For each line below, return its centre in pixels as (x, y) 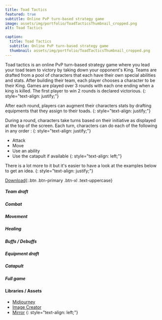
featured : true (21, 14)
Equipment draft (22, 254)
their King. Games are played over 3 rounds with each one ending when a (79, 85)
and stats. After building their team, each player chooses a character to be (80, 80)
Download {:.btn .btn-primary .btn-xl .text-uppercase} (59, 180)
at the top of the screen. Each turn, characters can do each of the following (81, 126)
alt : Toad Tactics (24, 28)
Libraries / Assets (24, 291)
